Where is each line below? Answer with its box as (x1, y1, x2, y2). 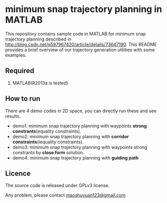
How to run (5, 94, 41, 103)
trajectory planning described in (5, 36, 71, 42)
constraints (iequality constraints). (12, 139, 84, 145)
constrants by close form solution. (12, 149, 85, 155)
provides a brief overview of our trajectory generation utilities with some (5, 47, 155, 53)
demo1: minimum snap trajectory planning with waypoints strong (12, 123, 147, 129)
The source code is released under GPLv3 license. (5, 182, 110, 188)
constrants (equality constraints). (12, 128, 81, 134)
